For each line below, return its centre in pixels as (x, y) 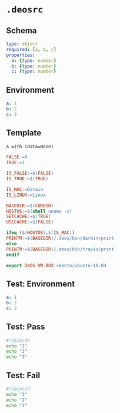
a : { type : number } (34, 60)
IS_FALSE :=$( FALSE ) (30, 173)
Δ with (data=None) (30, 147)
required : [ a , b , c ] (31, 49)
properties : (21, 55)
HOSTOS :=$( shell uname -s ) (39, 211)
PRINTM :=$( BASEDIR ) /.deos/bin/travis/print (60, 249)
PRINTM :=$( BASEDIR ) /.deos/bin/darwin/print (60, 238)
